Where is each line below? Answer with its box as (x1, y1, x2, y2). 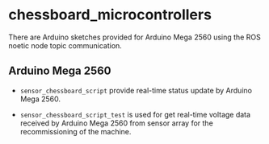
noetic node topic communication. (8, 40, 123, 50)
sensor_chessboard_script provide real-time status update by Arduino (19, 85, 253, 95)
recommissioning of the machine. (19, 126, 132, 136)
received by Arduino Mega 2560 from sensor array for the (19, 118, 214, 128)
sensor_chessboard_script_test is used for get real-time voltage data (19, 109, 251, 119)
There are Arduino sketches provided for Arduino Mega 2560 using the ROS (8, 32, 261, 42)
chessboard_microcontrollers (8, 6, 212, 24)
